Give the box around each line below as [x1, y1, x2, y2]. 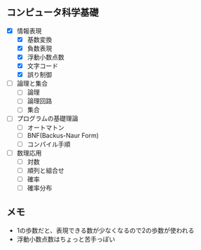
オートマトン [27, 123, 64, 132]
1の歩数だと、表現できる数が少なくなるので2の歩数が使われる [16, 226, 195, 235]
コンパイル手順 [27, 139, 71, 148]
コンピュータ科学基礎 [6, 6, 99, 19]
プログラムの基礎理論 [16, 114, 78, 123]
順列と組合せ [27, 166, 64, 174]
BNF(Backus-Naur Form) [27, 131, 99, 139]
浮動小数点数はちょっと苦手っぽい [16, 235, 116, 243]
